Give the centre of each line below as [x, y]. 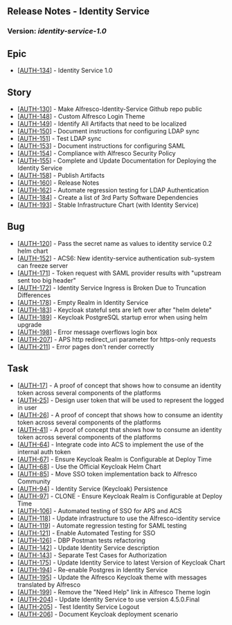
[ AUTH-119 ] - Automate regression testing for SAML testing [102, 525]
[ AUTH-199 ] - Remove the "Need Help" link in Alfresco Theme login [114, 592]
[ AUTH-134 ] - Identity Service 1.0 [65, 70]
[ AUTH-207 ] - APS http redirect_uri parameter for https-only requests [116, 339]
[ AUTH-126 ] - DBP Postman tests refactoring [81, 540]
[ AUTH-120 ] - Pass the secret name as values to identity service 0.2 [115, 243]
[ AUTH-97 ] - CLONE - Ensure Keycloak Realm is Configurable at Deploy [120, 496]
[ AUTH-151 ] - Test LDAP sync [59, 138]
